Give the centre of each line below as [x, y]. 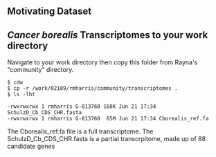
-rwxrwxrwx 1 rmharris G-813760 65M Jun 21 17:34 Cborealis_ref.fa [108, 119]
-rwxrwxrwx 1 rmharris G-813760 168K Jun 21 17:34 [82, 107]
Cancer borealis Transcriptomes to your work [108, 35]
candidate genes [31, 146]
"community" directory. [40, 70]
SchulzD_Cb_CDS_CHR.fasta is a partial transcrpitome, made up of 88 [107, 139]
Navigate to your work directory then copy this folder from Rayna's [102, 62]
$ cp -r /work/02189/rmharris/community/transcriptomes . [92, 89]
